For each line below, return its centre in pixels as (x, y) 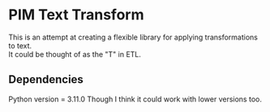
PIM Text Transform (76, 15)
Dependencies (46, 79)
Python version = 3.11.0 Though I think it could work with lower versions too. (135, 99)
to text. (20, 45)
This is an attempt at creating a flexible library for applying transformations (133, 37)
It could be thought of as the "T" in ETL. (75, 54)
